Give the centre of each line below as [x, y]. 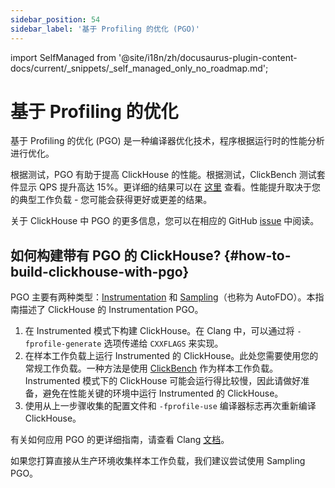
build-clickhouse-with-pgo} [100, 271]
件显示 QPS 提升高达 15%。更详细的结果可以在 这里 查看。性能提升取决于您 [166, 187]
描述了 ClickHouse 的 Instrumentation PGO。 [111, 310]
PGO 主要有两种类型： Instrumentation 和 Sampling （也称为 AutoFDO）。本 [163, 297]
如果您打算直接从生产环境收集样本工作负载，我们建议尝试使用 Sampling [158, 461]
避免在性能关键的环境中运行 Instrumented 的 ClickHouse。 [163, 393]
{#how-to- [257, 255]
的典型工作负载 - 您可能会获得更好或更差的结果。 [111, 200]
